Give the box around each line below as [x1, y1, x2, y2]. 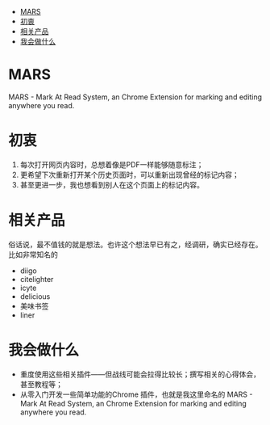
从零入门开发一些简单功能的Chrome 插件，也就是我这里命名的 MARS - [19, 389, 253, 399]
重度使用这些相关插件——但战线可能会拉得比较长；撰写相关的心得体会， [19, 369, 260, 379]
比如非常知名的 [8, 250, 58, 259]
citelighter [19, 274, 54, 284]
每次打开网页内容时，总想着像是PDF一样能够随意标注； [19, 159, 204, 169]
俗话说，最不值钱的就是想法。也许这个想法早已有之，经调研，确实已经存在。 [8, 239, 263, 249]
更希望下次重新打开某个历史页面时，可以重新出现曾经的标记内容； [19, 170, 239, 179]
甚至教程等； [19, 379, 63, 389]
